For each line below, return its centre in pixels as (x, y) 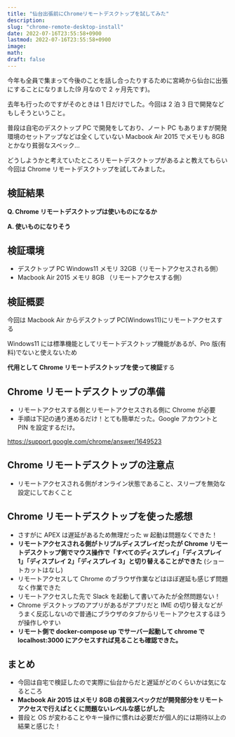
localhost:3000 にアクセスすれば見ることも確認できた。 (100, 640)
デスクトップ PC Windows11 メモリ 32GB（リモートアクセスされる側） (120, 269)
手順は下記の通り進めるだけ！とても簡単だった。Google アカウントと (117, 419)
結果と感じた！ (39, 726)
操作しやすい (42, 623)
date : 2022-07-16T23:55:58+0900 (54, 33)
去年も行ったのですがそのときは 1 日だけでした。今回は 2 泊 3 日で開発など (116, 104)
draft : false (26, 60)
